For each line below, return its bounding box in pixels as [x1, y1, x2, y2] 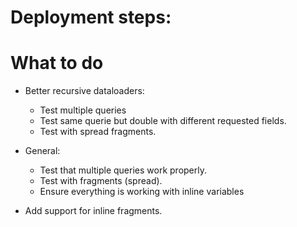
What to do [10, 52, 104, 75]
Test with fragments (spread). [39, 175, 163, 187]
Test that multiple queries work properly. [39, 164, 207, 176]
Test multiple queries [39, 104, 127, 116]
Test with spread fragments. [39, 126, 157, 138]
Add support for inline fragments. [24, 205, 163, 217]
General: [24, 145, 61, 157]
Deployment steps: [10, 6, 172, 29]
